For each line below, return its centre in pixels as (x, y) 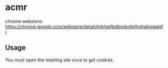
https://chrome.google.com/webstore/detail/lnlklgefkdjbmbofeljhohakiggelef (84, 26)
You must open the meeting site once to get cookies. (60, 60)
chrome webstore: (24, 21)
